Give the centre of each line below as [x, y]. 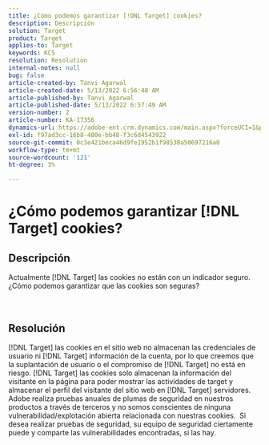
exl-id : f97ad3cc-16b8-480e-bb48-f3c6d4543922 [87, 135]
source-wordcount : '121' [50, 157]
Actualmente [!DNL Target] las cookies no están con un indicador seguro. [129, 277]
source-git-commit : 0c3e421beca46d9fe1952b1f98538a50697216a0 [114, 142]
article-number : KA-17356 [51, 120]
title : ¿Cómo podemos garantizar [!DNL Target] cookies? [105, 16]
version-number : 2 [39, 113]
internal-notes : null [44, 68]
